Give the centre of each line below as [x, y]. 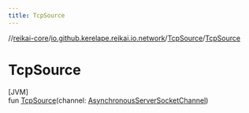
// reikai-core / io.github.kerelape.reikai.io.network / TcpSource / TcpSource [124, 38]
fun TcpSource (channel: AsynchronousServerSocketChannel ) [108, 100]
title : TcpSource [37, 15]
